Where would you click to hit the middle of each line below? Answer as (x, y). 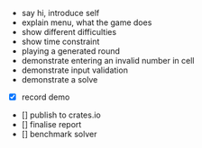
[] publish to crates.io (61, 115)
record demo (46, 97)
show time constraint (60, 41)
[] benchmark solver (59, 135)
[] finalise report (51, 125)
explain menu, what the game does (87, 22)
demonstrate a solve (60, 79)
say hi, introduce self (60, 13)
